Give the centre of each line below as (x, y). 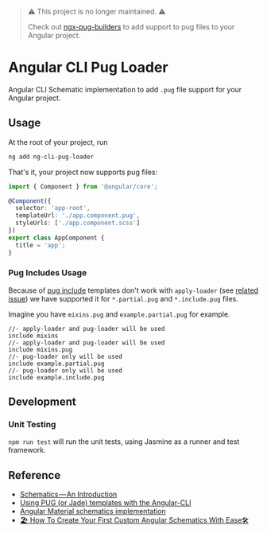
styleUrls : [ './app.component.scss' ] (78, 223)
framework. (27, 450)
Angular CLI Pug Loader (88, 68)
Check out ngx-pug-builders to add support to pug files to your (131, 27)
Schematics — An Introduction (68, 494)
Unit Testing (32, 425)
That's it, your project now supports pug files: (83, 172)
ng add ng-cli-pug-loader (51, 157)
